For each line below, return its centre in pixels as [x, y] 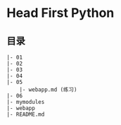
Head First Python [60, 13]
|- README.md [26, 114]
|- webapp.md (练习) [48, 90]
